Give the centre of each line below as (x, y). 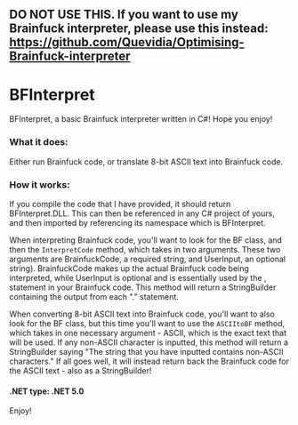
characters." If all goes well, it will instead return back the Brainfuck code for (149, 361)
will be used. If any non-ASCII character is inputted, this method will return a (149, 342)
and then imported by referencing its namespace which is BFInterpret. (137, 222)
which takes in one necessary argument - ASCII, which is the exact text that (148, 333)
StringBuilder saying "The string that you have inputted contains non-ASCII (146, 351)
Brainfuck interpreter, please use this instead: (139, 29)
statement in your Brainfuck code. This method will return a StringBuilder (143, 287)
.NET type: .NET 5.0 (47, 391)
